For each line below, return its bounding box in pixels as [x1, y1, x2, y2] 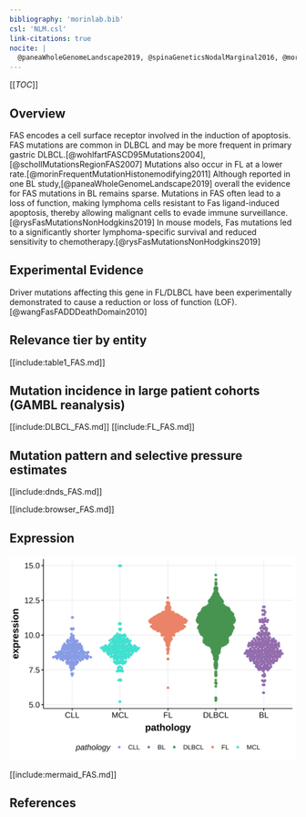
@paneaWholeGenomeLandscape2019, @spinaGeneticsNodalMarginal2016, [17, 53, 280, 63]
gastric [9, 148, 36, 159]
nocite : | [9, 44, 47, 53]
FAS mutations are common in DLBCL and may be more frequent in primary [9, 139, 292, 150]
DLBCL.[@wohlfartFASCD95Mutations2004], [37, 148, 207, 159]
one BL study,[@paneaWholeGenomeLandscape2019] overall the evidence [9, 178, 291, 189]
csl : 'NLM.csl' [9, 24, 67, 34]
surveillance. [240, 207, 289, 218]
